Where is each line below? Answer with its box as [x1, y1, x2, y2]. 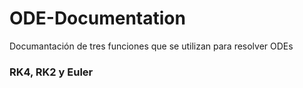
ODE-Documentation [9, 7, 186, 30]
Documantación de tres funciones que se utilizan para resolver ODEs [9, 40, 294, 52]
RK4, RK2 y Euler [9, 65, 94, 79]
